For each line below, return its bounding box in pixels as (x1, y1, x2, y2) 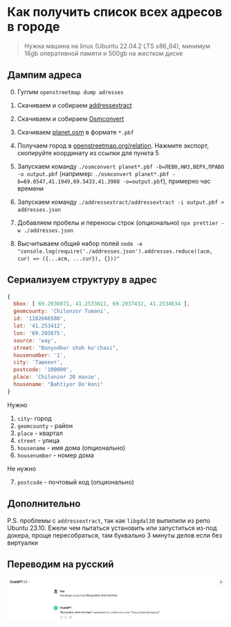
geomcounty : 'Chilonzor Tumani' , (13, 308, 110, 315)
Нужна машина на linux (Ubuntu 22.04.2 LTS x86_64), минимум (24, 42, 211, 50)
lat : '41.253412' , (13, 323, 67, 330)
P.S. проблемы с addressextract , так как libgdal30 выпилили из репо (7, 516, 211, 524)
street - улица (17, 436, 60, 444)
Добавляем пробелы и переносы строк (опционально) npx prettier (17, 218, 219, 227)
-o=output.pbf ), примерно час (122, 177, 211, 185)
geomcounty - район (17, 421, 73, 430)
